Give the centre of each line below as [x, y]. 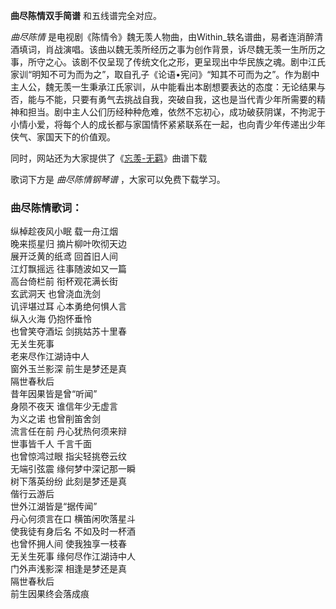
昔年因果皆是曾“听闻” [54, 394]
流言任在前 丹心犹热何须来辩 [68, 431]
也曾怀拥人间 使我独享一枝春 [68, 544]
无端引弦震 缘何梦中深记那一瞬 [73, 469]
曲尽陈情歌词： [46, 207]
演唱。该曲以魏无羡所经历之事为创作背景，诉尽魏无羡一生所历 [189, 49]
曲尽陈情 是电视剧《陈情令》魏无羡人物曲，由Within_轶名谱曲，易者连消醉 [162, 37]
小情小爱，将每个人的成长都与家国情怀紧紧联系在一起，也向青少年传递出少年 [168, 124]
